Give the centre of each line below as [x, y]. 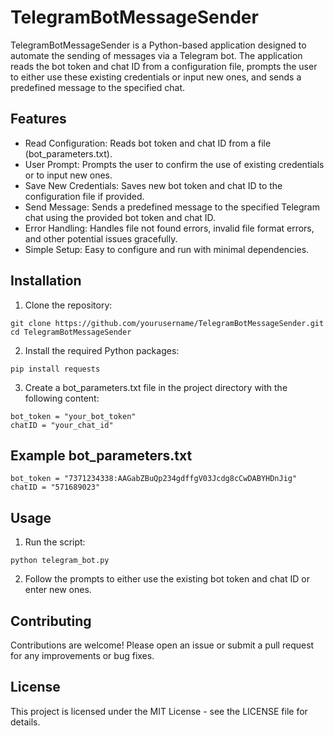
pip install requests [55, 369]
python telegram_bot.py [60, 561]
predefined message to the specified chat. [98, 87]
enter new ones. [58, 590]
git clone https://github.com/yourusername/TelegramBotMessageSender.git [167, 323]
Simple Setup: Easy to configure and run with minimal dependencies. [167, 249]
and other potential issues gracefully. [101, 238]
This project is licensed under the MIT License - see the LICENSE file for [159, 711]
